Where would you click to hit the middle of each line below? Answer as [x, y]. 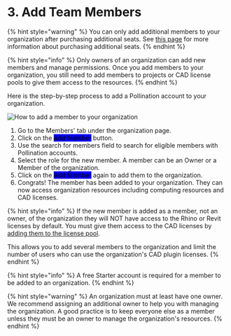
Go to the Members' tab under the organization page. [94, 130]
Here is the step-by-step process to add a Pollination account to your [107, 96]
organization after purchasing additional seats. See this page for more [108, 38]
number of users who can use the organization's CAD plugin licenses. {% [113, 254]
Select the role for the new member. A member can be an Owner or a [117, 160]
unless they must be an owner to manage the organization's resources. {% [115, 318]
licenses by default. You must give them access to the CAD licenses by [110, 225]
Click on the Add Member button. [65, 138]
